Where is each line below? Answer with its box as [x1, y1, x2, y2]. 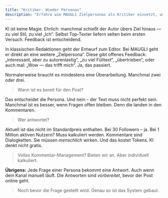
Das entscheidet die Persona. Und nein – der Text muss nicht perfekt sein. [5, 96, 158, 102]
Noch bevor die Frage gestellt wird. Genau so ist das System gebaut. [17, 187, 159, 193]
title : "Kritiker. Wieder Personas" [5, 7, 81, 12]
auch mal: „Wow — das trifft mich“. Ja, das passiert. [5, 62, 111, 68]
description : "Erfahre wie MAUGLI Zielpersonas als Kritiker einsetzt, [5, 12, 157, 17]
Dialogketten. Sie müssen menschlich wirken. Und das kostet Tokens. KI [5, 137, 154, 143]
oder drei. [5, 77, 25, 83]
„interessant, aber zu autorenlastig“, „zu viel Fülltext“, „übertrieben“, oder [5, 56, 155, 62]
